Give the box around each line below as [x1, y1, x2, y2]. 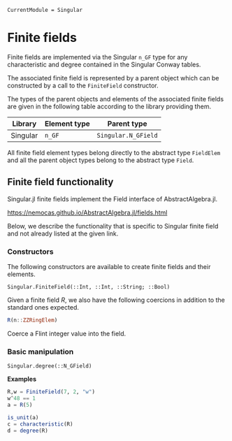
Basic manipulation [7, 347, 74, 356]
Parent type [107, 119, 147, 129]
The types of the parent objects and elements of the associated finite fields [7, 94, 224, 103]
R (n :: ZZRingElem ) [7, 317, 58, 324]
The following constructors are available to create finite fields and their [7, 263, 211, 271]
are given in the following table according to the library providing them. [7, 102, 212, 110]
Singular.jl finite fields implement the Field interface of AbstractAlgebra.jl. [7, 194, 218, 203]
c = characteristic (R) [7, 420, 73, 428]
